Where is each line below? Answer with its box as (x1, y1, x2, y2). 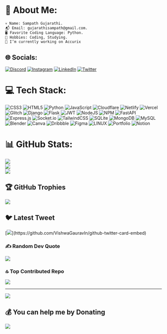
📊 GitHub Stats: (5, 139, 73, 150)
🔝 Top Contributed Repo (5, 268, 65, 275)
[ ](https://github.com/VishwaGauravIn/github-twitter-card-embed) (5, 230, 147, 236)
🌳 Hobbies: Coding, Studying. (5, 35, 68, 40)
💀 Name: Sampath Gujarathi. (5, 21, 63, 26)
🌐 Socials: (5, 53, 38, 62)
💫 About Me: (5, 4, 58, 16)
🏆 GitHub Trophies (5, 183, 66, 192)
